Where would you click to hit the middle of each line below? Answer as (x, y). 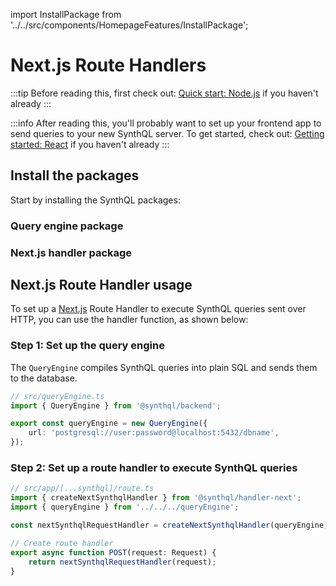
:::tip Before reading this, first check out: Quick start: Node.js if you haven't (164, 93)
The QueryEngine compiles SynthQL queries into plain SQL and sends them (164, 367)
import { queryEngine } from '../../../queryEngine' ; (125, 507)
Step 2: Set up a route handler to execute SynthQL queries (154, 467)
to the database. (44, 378)
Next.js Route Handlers (108, 65)
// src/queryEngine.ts (57, 396)
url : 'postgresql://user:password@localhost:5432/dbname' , (154, 433)
